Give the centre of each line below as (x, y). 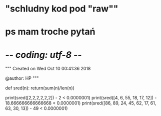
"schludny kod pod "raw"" (62, 9)
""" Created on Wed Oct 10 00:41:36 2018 (48, 69)
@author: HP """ (22, 78)
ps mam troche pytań (50, 32)
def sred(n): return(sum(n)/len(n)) (40, 88)
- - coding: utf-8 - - (43, 54)
